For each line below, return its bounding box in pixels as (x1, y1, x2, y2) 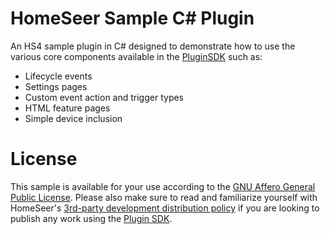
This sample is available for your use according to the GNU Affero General (10, 180, 316, 192)
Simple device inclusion (24, 112, 123, 124)
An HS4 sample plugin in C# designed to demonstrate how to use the (10, 40, 296, 52)
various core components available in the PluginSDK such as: (10, 50, 263, 62)
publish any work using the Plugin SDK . (10, 212, 173, 224)
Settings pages (24, 80, 88, 92)
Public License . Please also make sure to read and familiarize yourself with (10, 191, 318, 203)
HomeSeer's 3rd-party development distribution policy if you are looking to (10, 202, 320, 214)
